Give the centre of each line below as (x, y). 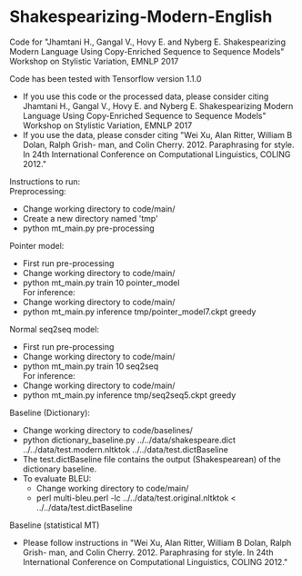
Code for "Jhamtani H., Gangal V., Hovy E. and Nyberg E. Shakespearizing (148, 42)
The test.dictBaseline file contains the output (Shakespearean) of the (151, 459)
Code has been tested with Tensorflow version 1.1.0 (106, 78)
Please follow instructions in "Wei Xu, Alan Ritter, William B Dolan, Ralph (157, 542)
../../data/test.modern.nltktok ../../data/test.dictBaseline (126, 449)
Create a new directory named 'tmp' (91, 218)
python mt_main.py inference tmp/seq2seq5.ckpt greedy (129, 395)
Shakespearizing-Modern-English (141, 17)
